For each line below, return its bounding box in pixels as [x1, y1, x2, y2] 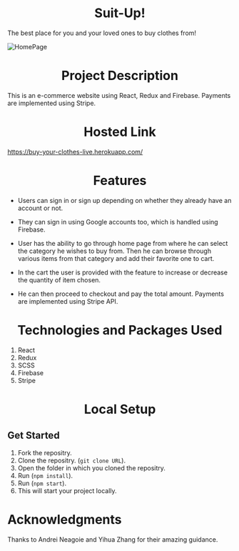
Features [93, 173, 147, 189]
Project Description [61, 68, 178, 84]
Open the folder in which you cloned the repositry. [17, 463, 166, 472]
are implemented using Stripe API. [17, 297, 118, 305]
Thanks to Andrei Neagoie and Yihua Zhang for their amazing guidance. [7, 535, 218, 544]
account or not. [17, 204, 63, 212]
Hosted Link [83, 124, 156, 140]
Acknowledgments [7, 511, 123, 527]
